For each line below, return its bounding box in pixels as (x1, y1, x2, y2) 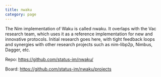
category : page (5, 12, 37, 17)
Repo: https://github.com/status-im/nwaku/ (5, 56, 94, 62)
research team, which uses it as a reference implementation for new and (5, 31, 153, 37)
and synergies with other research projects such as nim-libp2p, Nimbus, (5, 41, 153, 47)
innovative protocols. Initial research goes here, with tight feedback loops (5, 36, 155, 42)
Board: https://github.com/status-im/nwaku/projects (5, 66, 111, 72)
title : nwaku (5, 7, 32, 12)
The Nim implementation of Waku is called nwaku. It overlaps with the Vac (5, 25, 157, 31)
